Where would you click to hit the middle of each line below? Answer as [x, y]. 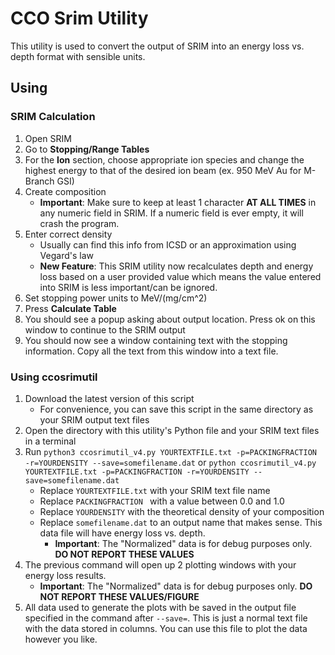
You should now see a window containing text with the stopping [156, 340]
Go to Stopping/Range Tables [87, 149]
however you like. [61, 639]
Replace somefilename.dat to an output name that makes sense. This [181, 522]
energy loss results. [65, 575]
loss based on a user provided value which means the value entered [180, 276]
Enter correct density [68, 234]
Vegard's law [66, 255]
